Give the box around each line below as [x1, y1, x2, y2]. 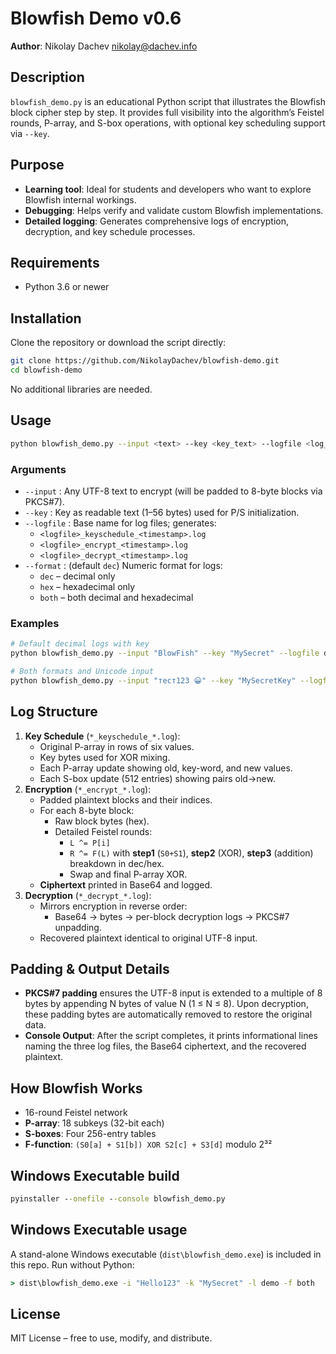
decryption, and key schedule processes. [24, 225, 196, 237]
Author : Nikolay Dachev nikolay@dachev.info [10, 40, 198, 52]
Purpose [10, 157, 65, 174]
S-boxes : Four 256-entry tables [24, 1128, 157, 1140]
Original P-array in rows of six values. [39, 740, 195, 752]
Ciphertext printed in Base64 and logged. [39, 878, 213, 891]
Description [10, 69, 85, 86]
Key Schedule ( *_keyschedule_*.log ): [24, 730, 181, 742]
